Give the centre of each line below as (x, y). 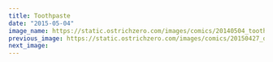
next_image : (28, 46)
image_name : (28, 31)
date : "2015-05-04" (41, 23)
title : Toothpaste (39, 16)
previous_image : (36, 38)
